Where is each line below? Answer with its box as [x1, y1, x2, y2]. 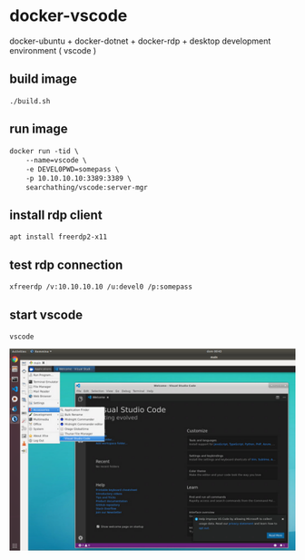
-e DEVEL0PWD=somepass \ [25, 164, 120, 173]
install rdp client [9, 207, 103, 222]
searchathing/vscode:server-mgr [25, 182, 148, 192]
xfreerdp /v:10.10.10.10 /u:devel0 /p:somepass [9, 282, 193, 291]
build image [9, 72, 77, 87]
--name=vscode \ [25, 155, 88, 164]
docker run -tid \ [9, 146, 79, 155]
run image [9, 122, 68, 137]
